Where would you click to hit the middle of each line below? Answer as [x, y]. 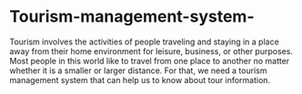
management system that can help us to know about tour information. [140, 80]
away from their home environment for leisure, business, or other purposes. [151, 51]
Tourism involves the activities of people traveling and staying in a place [144, 42]
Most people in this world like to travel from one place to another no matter [150, 61]
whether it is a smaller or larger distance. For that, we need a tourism [138, 70]
